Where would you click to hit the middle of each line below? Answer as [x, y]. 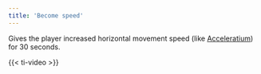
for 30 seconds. [35, 47]
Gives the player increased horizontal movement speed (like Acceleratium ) [131, 38]
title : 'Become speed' [46, 16]
